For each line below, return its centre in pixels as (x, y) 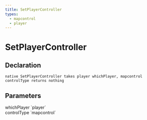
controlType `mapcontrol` (30, 113)
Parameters (23, 96)
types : (12, 14)
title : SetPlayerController (34, 10)
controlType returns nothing (35, 81)
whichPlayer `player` (26, 107)
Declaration (23, 65)
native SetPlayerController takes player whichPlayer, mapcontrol (74, 77)
